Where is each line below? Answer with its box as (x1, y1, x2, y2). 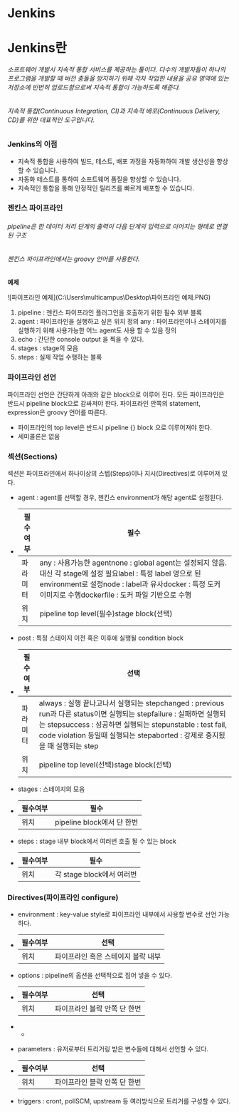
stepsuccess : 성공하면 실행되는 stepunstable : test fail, (47, 719, 228, 729)
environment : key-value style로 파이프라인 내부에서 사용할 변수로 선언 (17, 910, 217, 919)
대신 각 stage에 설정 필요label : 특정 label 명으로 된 (39, 568, 201, 578)
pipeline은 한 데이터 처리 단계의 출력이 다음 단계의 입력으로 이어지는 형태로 (7, 223, 215, 231)
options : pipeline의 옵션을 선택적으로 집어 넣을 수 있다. (17, 971, 173, 980)
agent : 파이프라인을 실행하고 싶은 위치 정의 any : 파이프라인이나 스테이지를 (17, 317, 228, 326)
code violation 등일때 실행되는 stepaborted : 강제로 (38, 730, 204, 740)
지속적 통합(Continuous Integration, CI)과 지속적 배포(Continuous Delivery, (7, 106, 221, 115)
